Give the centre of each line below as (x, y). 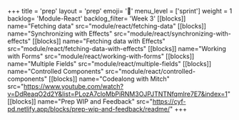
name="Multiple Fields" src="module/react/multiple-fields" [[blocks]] (110, 64)
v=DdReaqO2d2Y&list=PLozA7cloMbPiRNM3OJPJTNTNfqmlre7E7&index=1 (118, 94)
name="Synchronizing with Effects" (60, 33)
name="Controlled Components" (56, 71)
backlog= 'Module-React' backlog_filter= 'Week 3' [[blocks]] (97, 18)
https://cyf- (169, 102)
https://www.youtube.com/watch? (73, 86)
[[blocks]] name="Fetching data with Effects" (99, 41)
